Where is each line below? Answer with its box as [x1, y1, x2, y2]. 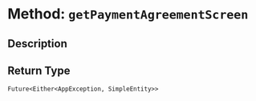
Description [7, 37, 67, 50]
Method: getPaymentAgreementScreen [7, 5, 249, 23]
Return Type [7, 63, 71, 77]
